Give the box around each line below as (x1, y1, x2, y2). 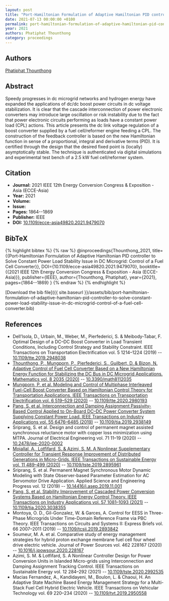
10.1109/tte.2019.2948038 (12, 354, 66, 360)
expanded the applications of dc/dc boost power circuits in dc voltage (5, 101, 151, 107)
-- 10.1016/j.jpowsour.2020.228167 (12, 547, 84, 553)
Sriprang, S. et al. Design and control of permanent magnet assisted (12, 424, 153, 430)
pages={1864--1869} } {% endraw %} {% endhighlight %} (5, 280, 126, 286)
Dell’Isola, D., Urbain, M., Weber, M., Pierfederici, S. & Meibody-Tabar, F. (12, 333, 162, 339)
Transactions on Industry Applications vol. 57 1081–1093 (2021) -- (12, 499, 148, 505)
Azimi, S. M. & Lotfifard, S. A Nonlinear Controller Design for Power (12, 552, 151, 559)
